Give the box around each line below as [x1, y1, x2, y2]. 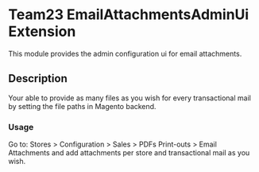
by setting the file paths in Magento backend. [8, 101, 157, 111]
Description [8, 72, 68, 85]
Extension [8, 22, 76, 41]
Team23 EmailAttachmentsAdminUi [8, 6, 249, 24]
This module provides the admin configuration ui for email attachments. [8, 49, 242, 58]
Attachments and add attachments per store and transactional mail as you [8, 148, 250, 158]
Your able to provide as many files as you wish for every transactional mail [8, 93, 252, 103]
